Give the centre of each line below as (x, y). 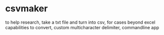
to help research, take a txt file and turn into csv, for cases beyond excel (80, 22)
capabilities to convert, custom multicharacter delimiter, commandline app (82, 27)
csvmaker (26, 9)
